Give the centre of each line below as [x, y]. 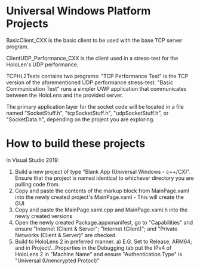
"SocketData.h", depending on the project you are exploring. [81, 119]
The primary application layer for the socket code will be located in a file [95, 106]
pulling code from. [37, 184]
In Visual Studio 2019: [33, 160]
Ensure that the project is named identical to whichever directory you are [104, 178]
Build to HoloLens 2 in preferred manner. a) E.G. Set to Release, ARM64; [103, 241]
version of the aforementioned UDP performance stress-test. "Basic [90, 82]
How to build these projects [76, 144]
